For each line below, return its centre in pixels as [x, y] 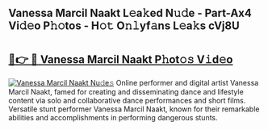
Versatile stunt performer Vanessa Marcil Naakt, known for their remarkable [134, 109]
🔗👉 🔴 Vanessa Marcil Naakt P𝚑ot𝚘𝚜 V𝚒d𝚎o [121, 59]
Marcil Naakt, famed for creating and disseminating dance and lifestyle [126, 92]
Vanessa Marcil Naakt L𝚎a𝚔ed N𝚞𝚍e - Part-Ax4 [130, 13]
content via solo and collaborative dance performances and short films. [127, 101]
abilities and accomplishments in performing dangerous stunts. [113, 117]
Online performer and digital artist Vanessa [187, 83]
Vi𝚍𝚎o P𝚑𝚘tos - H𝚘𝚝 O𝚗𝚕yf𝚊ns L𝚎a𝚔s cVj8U [124, 26]
